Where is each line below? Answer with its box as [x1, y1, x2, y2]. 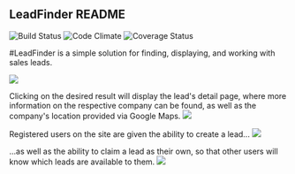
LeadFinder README [9, 7, 126, 22]
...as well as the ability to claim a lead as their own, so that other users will [9, 146, 278, 156]
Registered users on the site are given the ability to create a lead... [9, 128, 250, 140]
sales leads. [9, 57, 53, 67]
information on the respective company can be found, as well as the [9, 100, 257, 110]
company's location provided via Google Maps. [9, 110, 181, 121]
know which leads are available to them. [9, 156, 155, 167]
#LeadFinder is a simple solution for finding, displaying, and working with [9, 48, 276, 58]
